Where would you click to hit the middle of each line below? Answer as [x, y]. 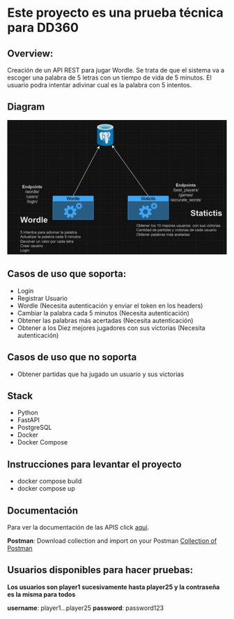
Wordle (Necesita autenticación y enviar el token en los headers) [110, 306]
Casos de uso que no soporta [72, 357]
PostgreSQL [34, 428]
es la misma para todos [41, 594]
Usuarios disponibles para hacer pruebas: [100, 570]
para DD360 [43, 28]
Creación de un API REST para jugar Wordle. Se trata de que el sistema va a [116, 70]
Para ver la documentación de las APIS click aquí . [78, 527]
